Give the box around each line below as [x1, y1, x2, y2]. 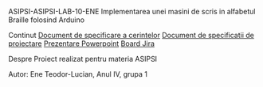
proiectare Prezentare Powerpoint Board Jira [8, 39, 155, 48]
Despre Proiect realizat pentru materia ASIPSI [8, 55, 158, 63]
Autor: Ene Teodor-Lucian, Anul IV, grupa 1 [8, 70, 148, 78]
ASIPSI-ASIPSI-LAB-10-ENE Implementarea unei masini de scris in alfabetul [8, 7, 256, 16]
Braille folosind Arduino [8, 15, 85, 25]
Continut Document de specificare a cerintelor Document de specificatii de [8, 31, 255, 40]
